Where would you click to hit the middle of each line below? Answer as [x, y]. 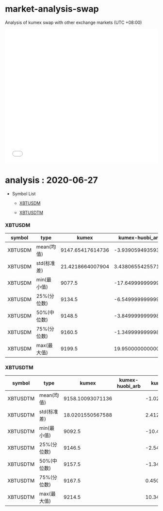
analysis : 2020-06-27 [51, 180]
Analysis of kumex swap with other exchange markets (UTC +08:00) [73, 22]
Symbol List [24, 194]
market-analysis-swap [52, 9]
